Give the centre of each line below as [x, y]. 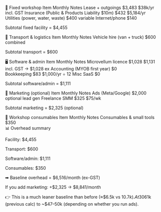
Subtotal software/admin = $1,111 [38, 83]
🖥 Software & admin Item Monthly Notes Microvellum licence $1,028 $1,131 [80, 62]
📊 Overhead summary [28, 128]
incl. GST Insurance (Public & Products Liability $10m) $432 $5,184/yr [75, 13]
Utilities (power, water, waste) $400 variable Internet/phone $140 [71, 18]
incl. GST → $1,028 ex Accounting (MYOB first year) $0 [61, 69]
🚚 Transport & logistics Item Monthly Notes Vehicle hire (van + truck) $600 [80, 37]
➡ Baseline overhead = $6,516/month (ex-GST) [53, 178]
